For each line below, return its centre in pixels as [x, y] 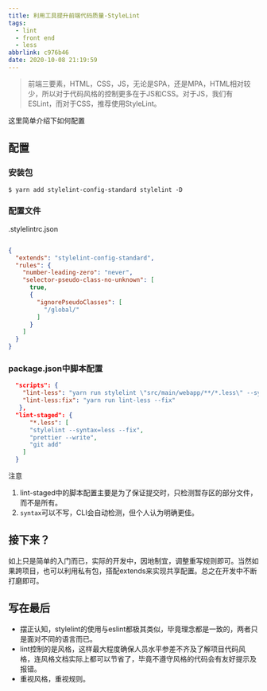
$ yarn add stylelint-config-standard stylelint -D [95, 189]
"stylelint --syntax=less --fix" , [87, 430]
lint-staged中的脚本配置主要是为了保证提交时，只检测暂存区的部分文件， [138, 493]
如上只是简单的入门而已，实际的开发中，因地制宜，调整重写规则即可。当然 [130, 560]
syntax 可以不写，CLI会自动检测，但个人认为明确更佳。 [109, 513]
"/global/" [62, 310]
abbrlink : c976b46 [39, 53]
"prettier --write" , [63, 437]
